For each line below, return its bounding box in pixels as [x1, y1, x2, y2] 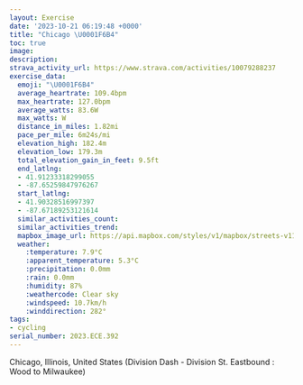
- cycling [9, 324, 47, 333]
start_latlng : [17, 189, 70, 198]
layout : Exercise [9, 13, 75, 23]
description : [9, 55, 59, 64]
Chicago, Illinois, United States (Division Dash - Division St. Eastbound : [9, 356, 275, 367]
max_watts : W [17, 114, 67, 123]
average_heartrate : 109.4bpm [17, 88, 127, 97]
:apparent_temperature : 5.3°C [25, 256, 140, 266]
